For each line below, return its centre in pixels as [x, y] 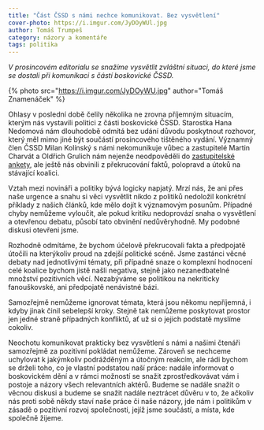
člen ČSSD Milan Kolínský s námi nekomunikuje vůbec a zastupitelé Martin [129, 148]
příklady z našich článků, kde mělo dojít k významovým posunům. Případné [130, 205]
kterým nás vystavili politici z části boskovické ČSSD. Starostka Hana [120, 123]
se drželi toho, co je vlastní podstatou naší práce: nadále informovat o [121, 368]
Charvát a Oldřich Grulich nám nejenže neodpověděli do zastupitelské [121, 156]
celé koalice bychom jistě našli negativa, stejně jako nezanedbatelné [119, 271]
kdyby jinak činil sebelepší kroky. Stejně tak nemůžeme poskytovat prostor [129, 311]
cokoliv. [21, 328]
